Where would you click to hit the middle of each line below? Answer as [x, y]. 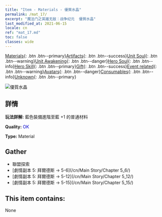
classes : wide [20, 42]
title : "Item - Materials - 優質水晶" [43, 10]
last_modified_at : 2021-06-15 [36, 23]
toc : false [16, 37]
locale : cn [16, 28]
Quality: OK [17, 127]
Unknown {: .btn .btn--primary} [45, 76]
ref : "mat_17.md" [23, 33]
